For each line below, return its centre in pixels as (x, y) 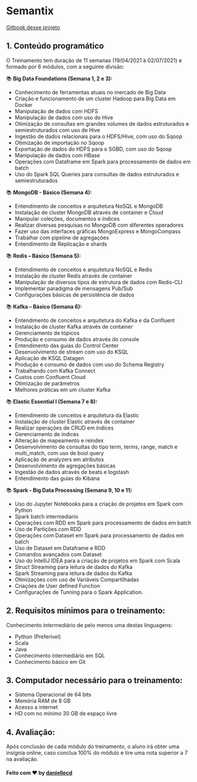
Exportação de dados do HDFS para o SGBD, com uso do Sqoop (93, 149)
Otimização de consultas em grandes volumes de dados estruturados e (102, 123)
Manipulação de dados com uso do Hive (64, 117)
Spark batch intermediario (46, 516)
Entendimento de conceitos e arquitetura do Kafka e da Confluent (95, 320)
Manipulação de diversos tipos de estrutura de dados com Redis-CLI (98, 282)
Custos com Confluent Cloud (50, 377)
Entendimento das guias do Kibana (57, 478)
